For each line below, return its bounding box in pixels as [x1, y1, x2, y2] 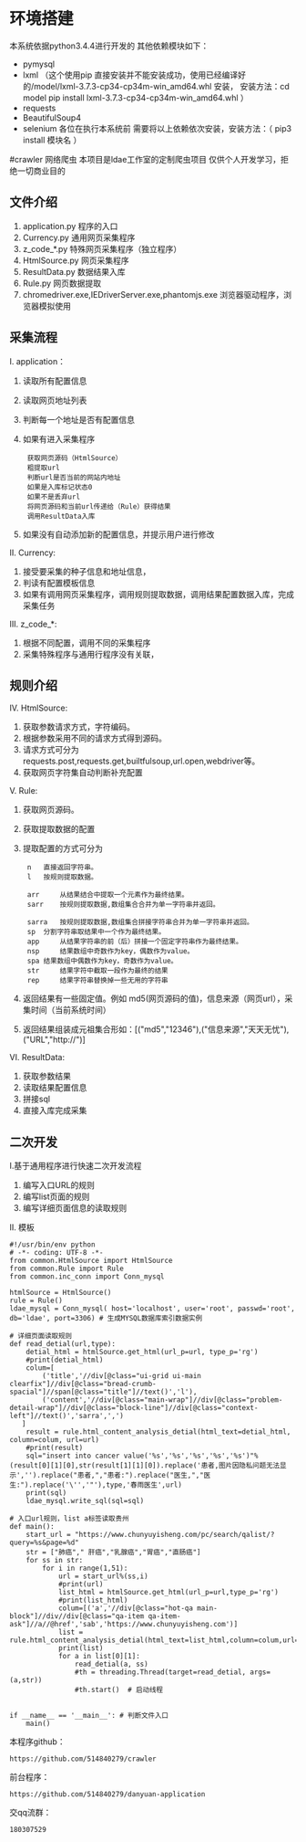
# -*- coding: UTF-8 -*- [9, 1248, 104, 1258]
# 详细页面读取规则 [9, 1332, 73, 1341]
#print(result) [25, 1444, 84, 1453]
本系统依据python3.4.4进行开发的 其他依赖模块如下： [9, 40, 209, 51]
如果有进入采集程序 [22, 433, 96, 444]
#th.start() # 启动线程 [74, 1686, 164, 1695]
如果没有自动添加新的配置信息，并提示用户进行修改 [22, 529, 215, 540]
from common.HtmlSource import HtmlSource [9, 1257, 173, 1266]
